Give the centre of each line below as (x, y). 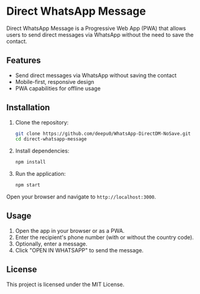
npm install (30, 162)
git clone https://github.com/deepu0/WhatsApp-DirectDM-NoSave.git (103, 134)
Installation (28, 107)
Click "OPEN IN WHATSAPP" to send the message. (79, 250)
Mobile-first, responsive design (55, 81)
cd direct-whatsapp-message (51, 139)
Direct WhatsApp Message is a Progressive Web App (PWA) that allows (96, 28)
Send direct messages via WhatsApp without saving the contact (96, 75)
